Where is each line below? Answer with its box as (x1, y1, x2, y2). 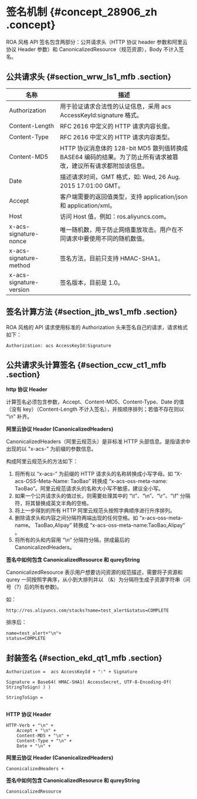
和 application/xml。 (60, 201, 116, 209)
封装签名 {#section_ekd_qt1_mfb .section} (6, 653, 162, 663)
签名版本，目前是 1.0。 (60, 278, 124, 287)
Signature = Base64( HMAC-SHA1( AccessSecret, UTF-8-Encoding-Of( (6, 679, 172, 685)
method (9, 261, 30, 269)
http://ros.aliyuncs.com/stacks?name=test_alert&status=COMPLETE (6, 607, 169, 614)
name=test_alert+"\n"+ (6, 630, 62, 636)
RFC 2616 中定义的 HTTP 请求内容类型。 (60, 133, 174, 141)
